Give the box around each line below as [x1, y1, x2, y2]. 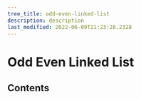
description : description [7, 17, 84, 24]
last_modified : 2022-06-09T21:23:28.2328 [7, 23, 132, 30]
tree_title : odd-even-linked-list [7, 10, 110, 18]
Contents [7, 82, 50, 94]
